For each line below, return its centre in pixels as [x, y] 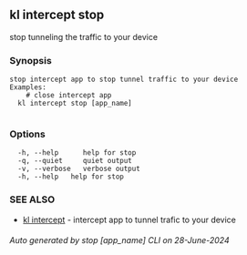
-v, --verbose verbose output [79, 169]
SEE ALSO [32, 199]
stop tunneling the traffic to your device [83, 36]
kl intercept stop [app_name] [75, 104]
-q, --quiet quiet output [75, 161]
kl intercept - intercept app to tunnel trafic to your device [129, 219]
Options [27, 134]
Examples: [28, 87]
